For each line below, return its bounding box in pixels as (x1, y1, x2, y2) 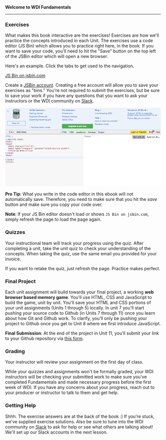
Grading (5, 347, 25, 354)
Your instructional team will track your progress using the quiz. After (5, 240, 144, 246)
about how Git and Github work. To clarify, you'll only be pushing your (5, 315, 147, 321)
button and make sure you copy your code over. (5, 201, 103, 207)
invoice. (5, 256, 21, 262)
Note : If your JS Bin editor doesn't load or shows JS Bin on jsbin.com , (5, 211, 149, 217)
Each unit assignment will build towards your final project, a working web (5, 289, 154, 295)
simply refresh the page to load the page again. (5, 216, 102, 222)
